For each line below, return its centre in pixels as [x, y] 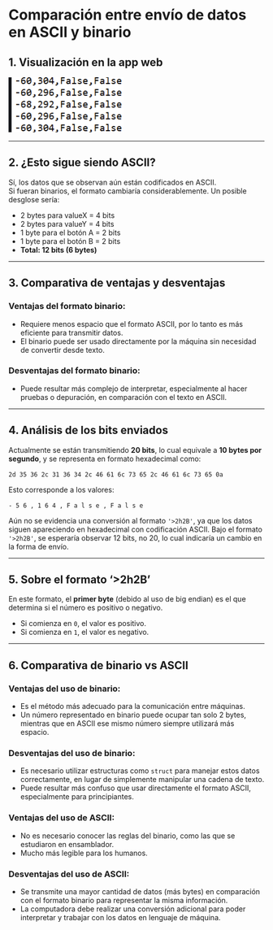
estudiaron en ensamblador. [67, 844]
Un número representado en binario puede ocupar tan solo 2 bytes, [133, 715]
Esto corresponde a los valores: [61, 489]
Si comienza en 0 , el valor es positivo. [83, 624]
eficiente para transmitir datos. [71, 332]
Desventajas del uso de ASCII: [69, 874]
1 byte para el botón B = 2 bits [70, 241]
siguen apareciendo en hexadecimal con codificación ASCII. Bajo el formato [135, 529]
